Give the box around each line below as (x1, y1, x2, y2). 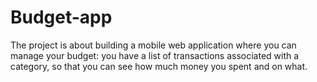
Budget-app (10, 6, 113, 29)
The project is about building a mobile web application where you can (10, 39, 297, 51)
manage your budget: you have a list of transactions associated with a (10, 49, 300, 61)
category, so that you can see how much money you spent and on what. (10, 60, 308, 72)
